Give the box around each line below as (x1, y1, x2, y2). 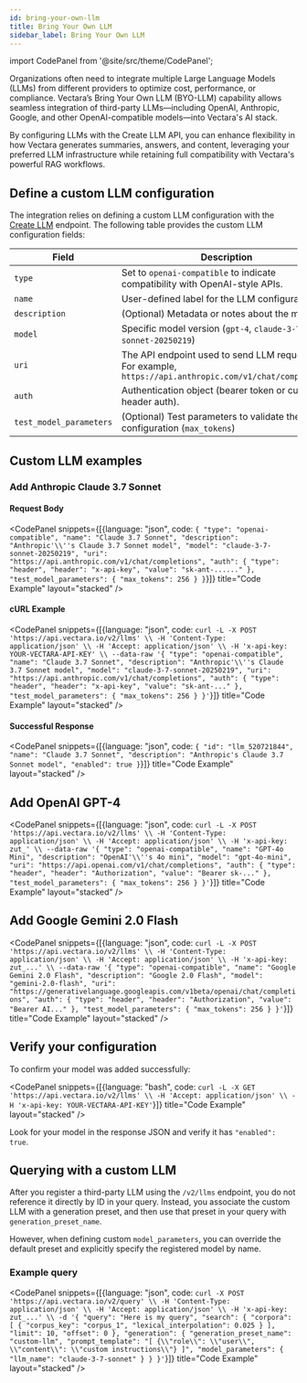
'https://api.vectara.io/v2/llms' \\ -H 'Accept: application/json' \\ (9, 1090, 288, 1100)
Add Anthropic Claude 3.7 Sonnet (9, 480, 162, 493)
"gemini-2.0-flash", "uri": (9, 979, 117, 988)
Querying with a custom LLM (9, 1163, 176, 1178)
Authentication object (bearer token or (121, 384, 286, 397)
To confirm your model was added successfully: (9, 1063, 191, 1075)
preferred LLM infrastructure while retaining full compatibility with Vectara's (9, 149, 295, 160)
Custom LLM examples (9, 453, 143, 468)
